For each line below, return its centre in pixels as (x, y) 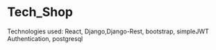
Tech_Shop (40, 12)
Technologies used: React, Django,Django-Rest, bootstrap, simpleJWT (108, 31)
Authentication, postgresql (45, 38)
